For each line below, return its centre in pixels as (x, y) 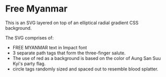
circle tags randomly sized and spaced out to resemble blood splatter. (85, 69)
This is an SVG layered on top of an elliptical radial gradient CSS (72, 23)
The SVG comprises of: (30, 38)
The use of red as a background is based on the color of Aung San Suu (87, 58)
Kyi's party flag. (29, 63)
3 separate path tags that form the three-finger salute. (69, 53)
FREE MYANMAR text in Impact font (50, 47)
